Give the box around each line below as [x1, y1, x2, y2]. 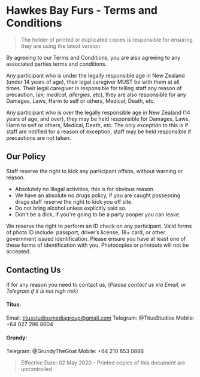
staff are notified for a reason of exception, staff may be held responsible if [6, 128, 192, 135]
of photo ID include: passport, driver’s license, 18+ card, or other [6, 228, 166, 236]
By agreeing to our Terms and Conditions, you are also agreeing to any [6, 54, 181, 61]
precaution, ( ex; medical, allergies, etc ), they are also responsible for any [6, 91, 187, 98]
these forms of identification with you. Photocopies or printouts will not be [6, 241, 189, 249]
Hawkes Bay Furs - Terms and [6, 4, 157, 17]
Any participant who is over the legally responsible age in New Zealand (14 [6, 109, 190, 116]
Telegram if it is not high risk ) [6, 287, 78, 295]
